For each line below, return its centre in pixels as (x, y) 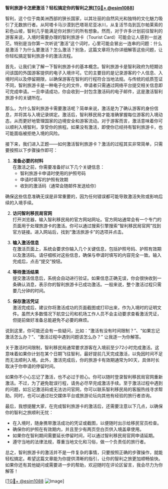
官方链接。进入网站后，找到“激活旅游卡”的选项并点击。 (69, 232)
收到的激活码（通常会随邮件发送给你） (59, 186)
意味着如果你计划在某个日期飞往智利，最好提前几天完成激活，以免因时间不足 (84, 354)
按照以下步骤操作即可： (33, 150)
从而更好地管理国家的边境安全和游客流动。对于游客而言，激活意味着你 (86, 121)
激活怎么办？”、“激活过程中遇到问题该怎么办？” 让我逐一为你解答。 (74, 337)
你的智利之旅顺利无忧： (29, 412)
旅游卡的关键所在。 (25, 98)
